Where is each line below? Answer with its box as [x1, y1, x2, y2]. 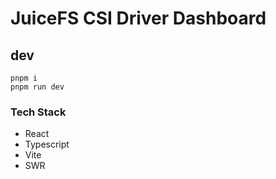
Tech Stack [10, 105, 67, 119]
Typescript [24, 138, 70, 151]
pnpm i [10, 73, 38, 83]
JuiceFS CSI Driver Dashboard [10, 7, 267, 30]
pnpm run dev [10, 82, 65, 92]
